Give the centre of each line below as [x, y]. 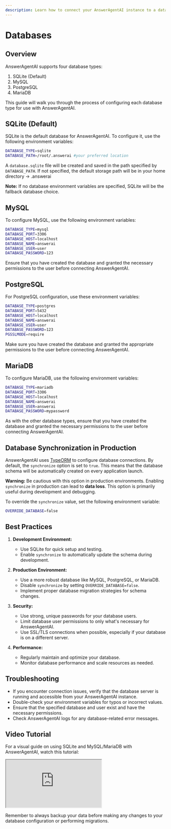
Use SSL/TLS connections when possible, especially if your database [93, 632]
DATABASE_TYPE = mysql [27, 229]
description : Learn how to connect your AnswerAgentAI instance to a [81, 10]
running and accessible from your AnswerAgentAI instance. [75, 696]
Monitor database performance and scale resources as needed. [87, 662]
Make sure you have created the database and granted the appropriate [79, 344]
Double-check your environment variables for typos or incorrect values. [88, 702]
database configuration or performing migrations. [57, 821]
